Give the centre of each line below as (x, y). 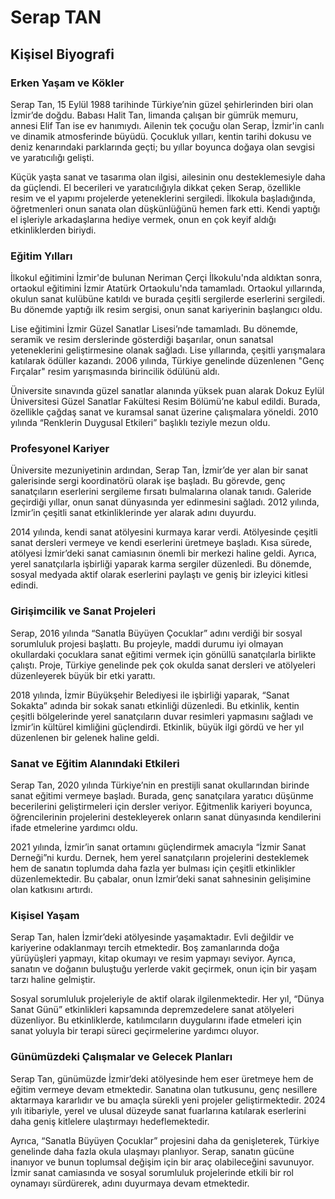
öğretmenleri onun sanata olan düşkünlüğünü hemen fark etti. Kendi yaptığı (165, 208)
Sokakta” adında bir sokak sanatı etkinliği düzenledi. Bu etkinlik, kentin (155, 705)
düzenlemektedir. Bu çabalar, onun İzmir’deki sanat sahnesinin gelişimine (161, 879)
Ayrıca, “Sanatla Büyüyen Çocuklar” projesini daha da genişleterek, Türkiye (165, 1140)
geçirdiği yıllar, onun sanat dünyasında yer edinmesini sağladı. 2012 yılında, (165, 502)
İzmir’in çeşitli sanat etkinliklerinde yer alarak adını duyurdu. (133, 513)
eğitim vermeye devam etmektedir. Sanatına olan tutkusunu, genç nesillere (164, 1089)
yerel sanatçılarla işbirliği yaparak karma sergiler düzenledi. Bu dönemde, (161, 564)
